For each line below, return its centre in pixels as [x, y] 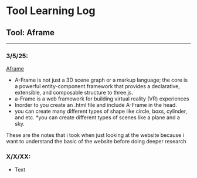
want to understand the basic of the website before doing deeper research [96, 142]
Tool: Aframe [30, 33]
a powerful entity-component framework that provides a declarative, [97, 86]
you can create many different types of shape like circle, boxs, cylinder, [101, 111]
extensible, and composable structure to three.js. [74, 93]
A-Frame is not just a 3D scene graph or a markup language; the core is [101, 80]
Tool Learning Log [51, 11]
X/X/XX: [18, 157]
